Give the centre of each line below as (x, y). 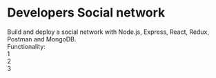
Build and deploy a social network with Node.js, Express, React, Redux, (108, 32)
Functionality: (27, 46)
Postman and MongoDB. (42, 39)
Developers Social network (86, 13)
